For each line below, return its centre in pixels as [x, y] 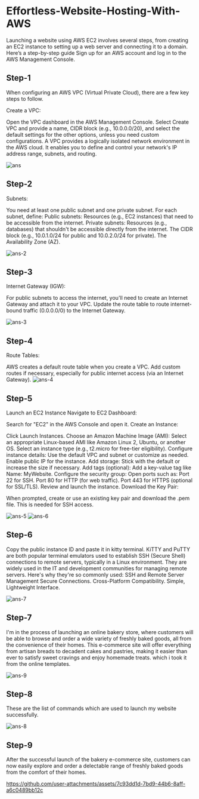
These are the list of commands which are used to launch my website [91, 708]
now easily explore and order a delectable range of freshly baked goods [95, 766]
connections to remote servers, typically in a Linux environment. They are [97, 562]
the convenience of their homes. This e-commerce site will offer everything [99, 645]
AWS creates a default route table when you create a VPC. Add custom [93, 367]
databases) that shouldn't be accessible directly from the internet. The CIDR [99, 229]
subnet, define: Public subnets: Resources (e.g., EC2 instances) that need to [100, 216]
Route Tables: [23, 355]
